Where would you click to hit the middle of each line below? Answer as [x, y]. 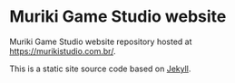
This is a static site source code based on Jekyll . [100, 69]
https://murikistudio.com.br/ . [63, 51]
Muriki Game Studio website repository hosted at [101, 41]
